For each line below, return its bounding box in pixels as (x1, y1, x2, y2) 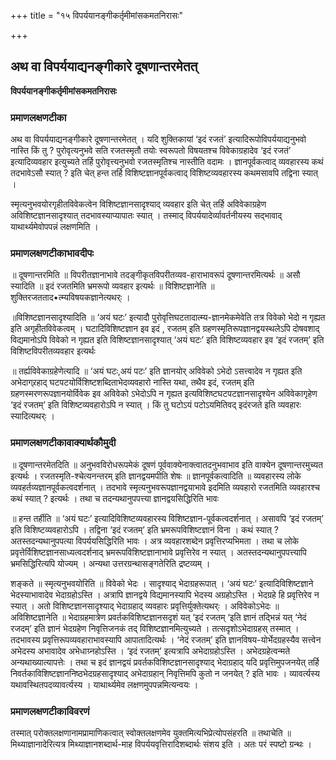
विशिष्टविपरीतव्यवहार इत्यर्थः (10, 345, 96, 357)
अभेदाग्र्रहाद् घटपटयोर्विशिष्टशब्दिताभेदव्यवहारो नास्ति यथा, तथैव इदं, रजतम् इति (10, 376, 255, 389)
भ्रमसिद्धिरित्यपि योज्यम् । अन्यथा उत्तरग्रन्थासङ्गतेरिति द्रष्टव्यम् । (10, 557, 211, 569)
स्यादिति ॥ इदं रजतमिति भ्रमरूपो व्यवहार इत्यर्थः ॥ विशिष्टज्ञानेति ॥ (10, 280, 215, 292)
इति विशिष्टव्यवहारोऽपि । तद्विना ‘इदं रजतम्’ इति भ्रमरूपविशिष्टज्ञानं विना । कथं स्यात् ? (10, 523, 279, 535)
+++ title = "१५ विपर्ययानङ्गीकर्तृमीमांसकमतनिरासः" (10, 10, 184, 21)
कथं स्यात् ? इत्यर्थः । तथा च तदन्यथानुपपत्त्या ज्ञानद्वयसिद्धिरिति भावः (10, 492, 220, 504)
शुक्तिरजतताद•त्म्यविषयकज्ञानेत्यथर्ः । (10, 291, 131, 304)
